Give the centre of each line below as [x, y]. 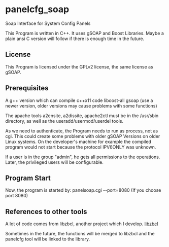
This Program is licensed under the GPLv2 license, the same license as [79, 66]
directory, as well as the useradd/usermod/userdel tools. [64, 121]
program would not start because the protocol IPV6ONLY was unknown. [81, 147]
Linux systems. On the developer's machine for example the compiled [78, 142]
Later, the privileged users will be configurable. [55, 162]
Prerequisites [27, 88]
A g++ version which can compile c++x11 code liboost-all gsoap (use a [79, 100]
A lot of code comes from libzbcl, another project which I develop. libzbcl [82, 224]
